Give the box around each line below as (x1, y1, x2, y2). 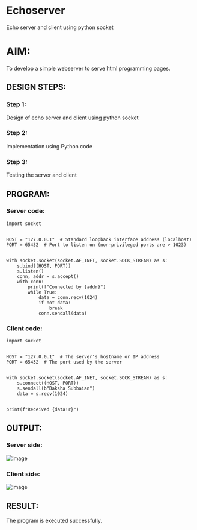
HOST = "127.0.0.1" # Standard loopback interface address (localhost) (6, 236, 192, 242)
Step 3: (6, 157, 28, 166)
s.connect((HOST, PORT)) (17, 380, 79, 386)
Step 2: (6, 129, 28, 137)
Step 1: (6, 100, 26, 109)
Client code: (6, 324, 43, 332)
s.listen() (17, 268, 44, 274)
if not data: (38, 300, 71, 306)
